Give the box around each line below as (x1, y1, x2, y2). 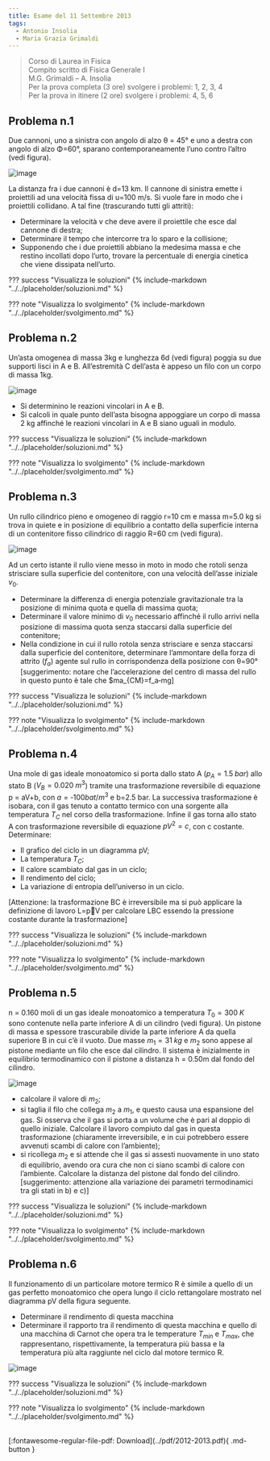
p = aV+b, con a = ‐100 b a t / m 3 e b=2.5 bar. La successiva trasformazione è (8, 791, 258, 802)
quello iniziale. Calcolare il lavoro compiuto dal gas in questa (19, 1124, 221, 1133)
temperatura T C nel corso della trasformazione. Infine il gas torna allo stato (8, 809, 257, 821)
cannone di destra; (19, 225, 83, 235)
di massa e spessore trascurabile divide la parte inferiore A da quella (8, 1026, 236, 1037)
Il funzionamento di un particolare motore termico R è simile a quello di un (8, 1279, 254, 1288)
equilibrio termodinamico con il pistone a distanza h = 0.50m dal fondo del (8, 1054, 255, 1064)
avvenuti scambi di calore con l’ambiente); (19, 1141, 161, 1150)
